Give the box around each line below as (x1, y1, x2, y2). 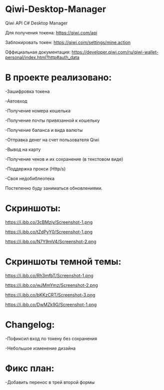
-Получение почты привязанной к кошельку (5, 117, 100, 123)
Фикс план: (5, 363, 54, 374)
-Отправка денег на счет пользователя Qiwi (5, 136, 99, 143)
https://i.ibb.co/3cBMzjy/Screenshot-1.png (5, 219, 93, 225)
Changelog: (5, 319, 55, 330)
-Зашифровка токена (5, 88, 50, 94)
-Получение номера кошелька (5, 107, 71, 113)
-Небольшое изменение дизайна (5, 345, 76, 351)
